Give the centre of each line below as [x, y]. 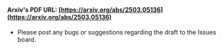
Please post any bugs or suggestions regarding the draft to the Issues [117, 32]
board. [27, 40]
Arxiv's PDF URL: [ [34, 10]
